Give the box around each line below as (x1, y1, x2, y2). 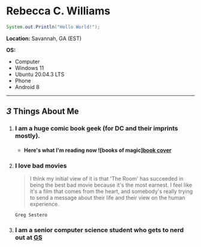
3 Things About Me (6, 106, 80, 117)
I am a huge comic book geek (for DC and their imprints (14, 124, 178, 133)
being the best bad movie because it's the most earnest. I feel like (29, 181, 193, 189)
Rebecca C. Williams (6, 4, 111, 18)
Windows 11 (14, 64, 44, 71)
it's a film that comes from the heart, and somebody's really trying (29, 188, 193, 195)
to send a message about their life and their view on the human (29, 194, 185, 202)
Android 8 (14, 83, 40, 90)
